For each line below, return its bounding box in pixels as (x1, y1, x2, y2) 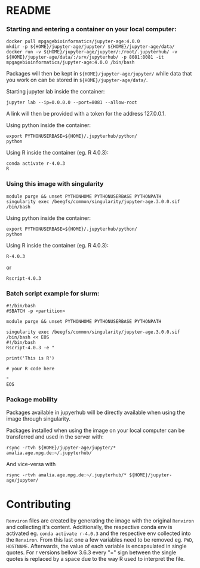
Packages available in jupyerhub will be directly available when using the (6, 409, 185, 416)
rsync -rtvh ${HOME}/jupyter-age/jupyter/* (6, 445, 116, 451)
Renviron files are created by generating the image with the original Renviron (6, 517, 194, 524)
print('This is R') (6, 355, 55, 361)
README (6, 4, 51, 17)
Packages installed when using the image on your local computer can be (6, 427, 185, 434)
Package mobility (6, 395, 58, 403)
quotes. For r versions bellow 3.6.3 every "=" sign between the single (6, 549, 177, 556)
